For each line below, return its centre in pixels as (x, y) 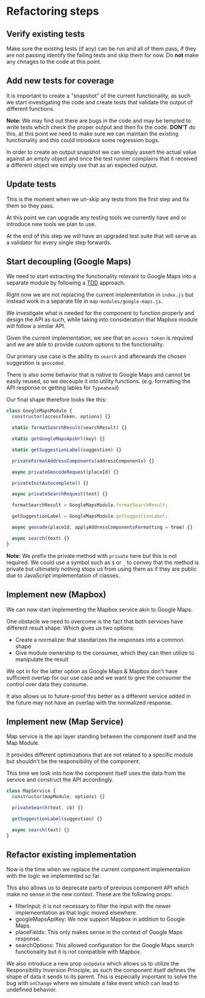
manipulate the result (42, 659)
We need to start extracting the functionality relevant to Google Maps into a (101, 276)
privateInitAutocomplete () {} (50, 483)
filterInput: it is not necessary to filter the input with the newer (93, 906)
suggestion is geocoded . (36, 363)
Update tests (32, 184)
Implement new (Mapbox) (56, 595)
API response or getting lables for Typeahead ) (63, 388)
